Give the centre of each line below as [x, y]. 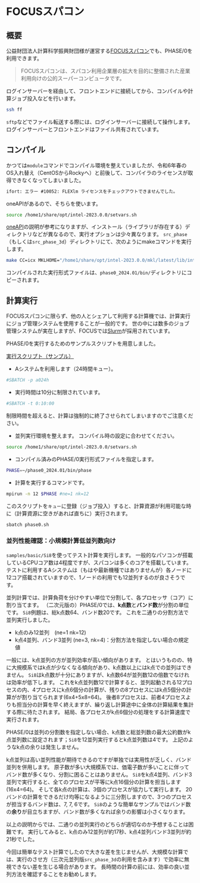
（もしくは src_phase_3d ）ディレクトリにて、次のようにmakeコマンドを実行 [99, 242]
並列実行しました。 [30, 619]
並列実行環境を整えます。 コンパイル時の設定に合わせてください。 [96, 436]
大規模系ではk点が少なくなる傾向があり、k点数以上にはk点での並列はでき [101, 667]
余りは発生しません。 [56, 747]
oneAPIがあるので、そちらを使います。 [54, 203]
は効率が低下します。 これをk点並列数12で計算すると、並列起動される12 [94, 682]
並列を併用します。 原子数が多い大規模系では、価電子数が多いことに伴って [98, 767]
